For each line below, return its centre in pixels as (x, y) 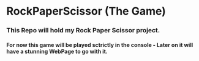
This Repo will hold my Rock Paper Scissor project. (83, 30)
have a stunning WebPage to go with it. (57, 51)
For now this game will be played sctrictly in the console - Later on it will (100, 45)
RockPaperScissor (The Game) (86, 11)
